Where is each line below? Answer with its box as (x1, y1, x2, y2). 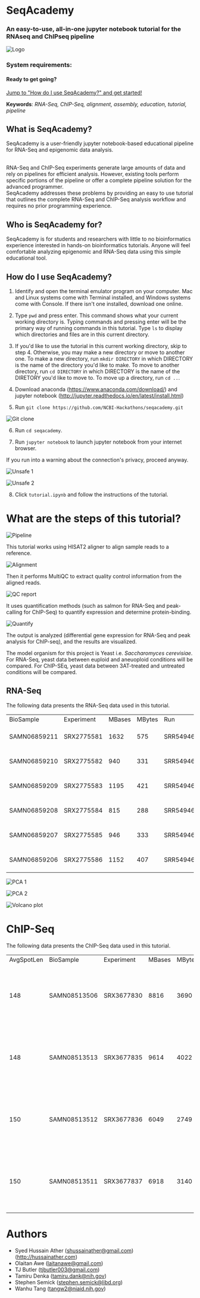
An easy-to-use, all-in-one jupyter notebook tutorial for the (6, 25, 182, 33)
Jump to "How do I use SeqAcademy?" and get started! (6, 89, 142, 96)
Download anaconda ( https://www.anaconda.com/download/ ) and (14, 386, 177, 393)
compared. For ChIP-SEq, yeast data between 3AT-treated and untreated (6, 662, 185, 669)
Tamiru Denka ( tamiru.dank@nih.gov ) (14, 1272, 107, 1279)
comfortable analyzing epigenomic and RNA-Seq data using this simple (6, 248, 182, 256)
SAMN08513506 (49, 991, 98, 999)
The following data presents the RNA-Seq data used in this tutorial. (6, 702, 170, 709)
